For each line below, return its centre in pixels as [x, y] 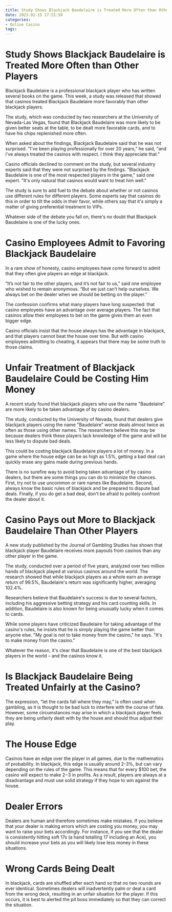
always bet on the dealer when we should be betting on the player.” [76, 294]
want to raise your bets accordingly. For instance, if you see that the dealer [84, 831]
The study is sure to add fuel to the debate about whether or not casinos [82, 191]
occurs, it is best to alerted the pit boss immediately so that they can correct [86, 899]
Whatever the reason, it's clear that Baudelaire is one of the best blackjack [84, 650]
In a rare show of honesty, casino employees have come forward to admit [83, 268]
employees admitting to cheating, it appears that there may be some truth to [85, 341]
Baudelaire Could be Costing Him [77, 379]
